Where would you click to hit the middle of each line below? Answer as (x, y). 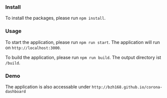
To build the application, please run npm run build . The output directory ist (83, 57)
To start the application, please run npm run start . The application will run (83, 42)
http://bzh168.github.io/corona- (127, 87)
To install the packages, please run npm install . (55, 18)
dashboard (16, 91)
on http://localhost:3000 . (33, 47)
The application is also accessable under (48, 86)
